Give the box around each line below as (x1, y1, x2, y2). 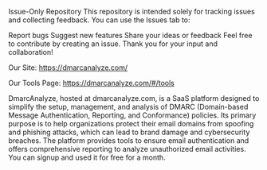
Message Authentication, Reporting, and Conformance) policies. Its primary (8, 110, 257, 120)
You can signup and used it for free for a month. (8, 153, 166, 162)
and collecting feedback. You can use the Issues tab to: (8, 15, 190, 25)
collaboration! (8, 48, 53, 56)
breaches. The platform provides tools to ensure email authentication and (8, 136, 249, 145)
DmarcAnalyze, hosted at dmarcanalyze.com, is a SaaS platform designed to (8, 94, 260, 102)
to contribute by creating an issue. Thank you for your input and (8, 39, 218, 48)
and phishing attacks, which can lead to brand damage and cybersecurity (8, 127, 250, 137)
